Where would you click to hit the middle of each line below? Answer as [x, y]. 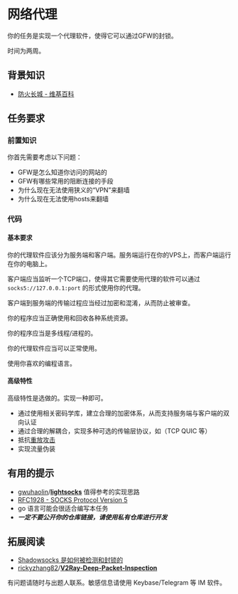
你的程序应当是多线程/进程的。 [52, 333]
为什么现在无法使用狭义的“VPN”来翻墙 [74, 190]
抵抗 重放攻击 [36, 440]
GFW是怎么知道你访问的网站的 [63, 172]
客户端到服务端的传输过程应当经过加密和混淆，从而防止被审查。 [101, 302]
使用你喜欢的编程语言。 [42, 363]
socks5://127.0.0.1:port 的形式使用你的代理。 [76, 287]
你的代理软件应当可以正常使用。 [54, 348]
